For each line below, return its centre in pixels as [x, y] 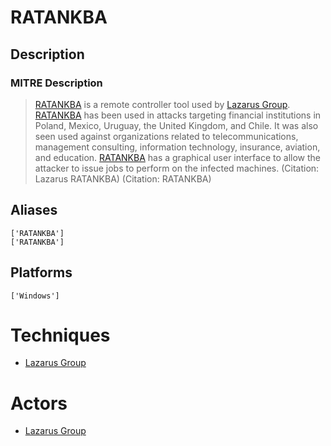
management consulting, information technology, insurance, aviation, [177, 147]
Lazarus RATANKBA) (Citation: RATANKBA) [123, 178]
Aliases [34, 210]
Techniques [60, 335]
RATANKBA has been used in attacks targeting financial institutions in [178, 115]
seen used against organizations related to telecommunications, [166, 136]
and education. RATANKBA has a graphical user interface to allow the [178, 157]
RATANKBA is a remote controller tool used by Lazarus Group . [162, 104]
